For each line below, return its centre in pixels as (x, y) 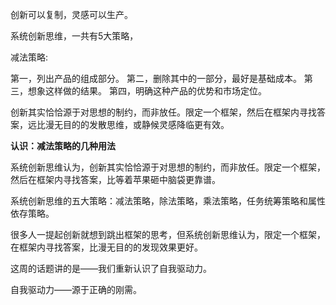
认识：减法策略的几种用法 (63, 146)
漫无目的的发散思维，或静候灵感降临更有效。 (137, 124)
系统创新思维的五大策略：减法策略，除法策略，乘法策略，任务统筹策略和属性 (168, 201)
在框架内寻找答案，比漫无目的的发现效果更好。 (106, 247)
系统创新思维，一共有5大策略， (74, 36)
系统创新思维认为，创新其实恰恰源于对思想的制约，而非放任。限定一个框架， (168, 167)
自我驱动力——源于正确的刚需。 (76, 289)
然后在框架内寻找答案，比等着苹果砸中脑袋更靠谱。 (115, 179)
